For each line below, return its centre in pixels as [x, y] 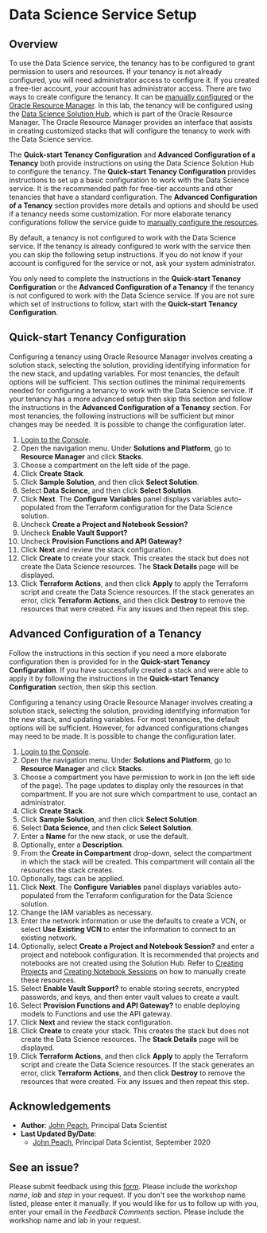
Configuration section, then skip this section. [83, 687]
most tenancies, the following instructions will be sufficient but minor [122, 416]
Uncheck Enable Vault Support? [74, 533]
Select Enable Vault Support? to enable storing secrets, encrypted [130, 988]
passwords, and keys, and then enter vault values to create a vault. [130, 997]
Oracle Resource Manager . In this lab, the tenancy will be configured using [131, 105]
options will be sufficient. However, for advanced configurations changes [129, 728]
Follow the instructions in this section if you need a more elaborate [118, 653]
